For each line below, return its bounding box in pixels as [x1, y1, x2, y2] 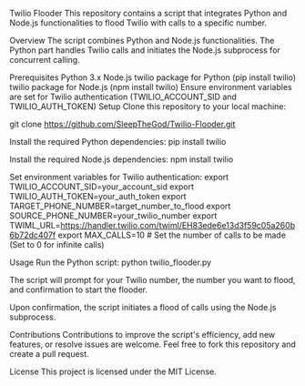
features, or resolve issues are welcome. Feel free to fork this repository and [9, 339, 296, 350]
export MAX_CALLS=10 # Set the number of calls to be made [57, 229, 287, 240]
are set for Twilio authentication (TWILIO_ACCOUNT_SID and [9, 91, 237, 102]
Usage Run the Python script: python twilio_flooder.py [9, 257, 212, 268]
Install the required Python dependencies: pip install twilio [9, 137, 227, 147]
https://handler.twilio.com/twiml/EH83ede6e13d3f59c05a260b [60, 220, 296, 230]
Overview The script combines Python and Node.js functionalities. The [9, 36, 275, 46]
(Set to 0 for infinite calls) [9, 239, 105, 249]
